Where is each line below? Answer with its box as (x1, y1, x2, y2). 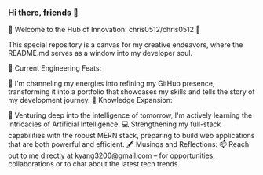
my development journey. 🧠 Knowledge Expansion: (8, 96, 173, 105)
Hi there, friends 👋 (8, 7, 79, 18)
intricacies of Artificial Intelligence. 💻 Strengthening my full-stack (8, 119, 221, 129)
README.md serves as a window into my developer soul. (8, 49, 193, 58)
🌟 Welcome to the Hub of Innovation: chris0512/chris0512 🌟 (8, 25, 201, 35)
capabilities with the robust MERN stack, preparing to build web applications (8, 131, 255, 140)
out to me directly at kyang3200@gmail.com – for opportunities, (8, 151, 216, 160)
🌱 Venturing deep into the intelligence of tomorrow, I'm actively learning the (8, 111, 253, 120)
